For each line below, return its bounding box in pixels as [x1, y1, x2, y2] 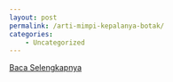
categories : [9, 29, 53, 38]
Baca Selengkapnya [9, 62, 83, 73]
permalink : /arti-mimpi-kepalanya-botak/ [9, 21, 165, 30]
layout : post [9, 12, 58, 22]
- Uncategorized [25, 37, 86, 47]
